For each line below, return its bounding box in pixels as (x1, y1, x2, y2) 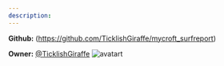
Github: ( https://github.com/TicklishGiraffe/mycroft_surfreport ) (8, 33, 216, 43)
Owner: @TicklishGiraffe (8, 49, 90, 58)
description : (8, 11, 52, 20)
